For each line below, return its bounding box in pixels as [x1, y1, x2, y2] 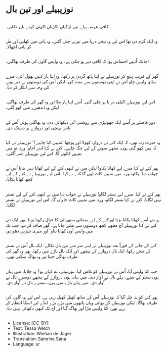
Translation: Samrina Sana [12, 336, 66, 342]
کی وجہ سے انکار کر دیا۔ [5, 84, 50, 90]
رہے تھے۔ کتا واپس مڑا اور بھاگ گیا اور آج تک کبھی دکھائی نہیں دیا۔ [5, 305, 125, 311]
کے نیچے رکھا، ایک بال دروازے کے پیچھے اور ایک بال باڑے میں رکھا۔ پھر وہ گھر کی [5, 248, 151, 254]
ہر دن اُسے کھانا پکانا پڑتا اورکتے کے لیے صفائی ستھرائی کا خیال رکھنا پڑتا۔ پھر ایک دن [5, 217, 160, 223]
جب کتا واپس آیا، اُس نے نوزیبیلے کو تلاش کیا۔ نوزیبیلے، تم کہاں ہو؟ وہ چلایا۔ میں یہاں [5, 268, 158, 274]
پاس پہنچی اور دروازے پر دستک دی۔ [5, 125, 71, 131]
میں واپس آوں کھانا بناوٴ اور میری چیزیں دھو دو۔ [5, 228, 93, 234]
